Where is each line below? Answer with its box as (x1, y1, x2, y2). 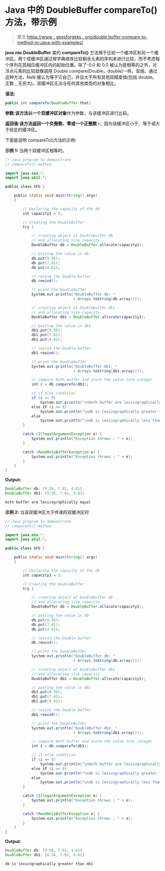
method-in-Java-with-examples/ (17, 39, 83, 45)
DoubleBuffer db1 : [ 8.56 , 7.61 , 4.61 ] (5, 853, 84, 858)
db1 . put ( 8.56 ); (31, 690, 63, 695)
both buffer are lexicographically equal (5, 500, 91, 505)
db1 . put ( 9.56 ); (31, 328, 63, 333)
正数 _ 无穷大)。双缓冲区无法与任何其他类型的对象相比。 (5, 80, 119, 86)
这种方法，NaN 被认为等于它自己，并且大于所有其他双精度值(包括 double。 (5, 74, 157, 80)
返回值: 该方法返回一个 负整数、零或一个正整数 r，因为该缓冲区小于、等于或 (5, 120, 156, 126)
